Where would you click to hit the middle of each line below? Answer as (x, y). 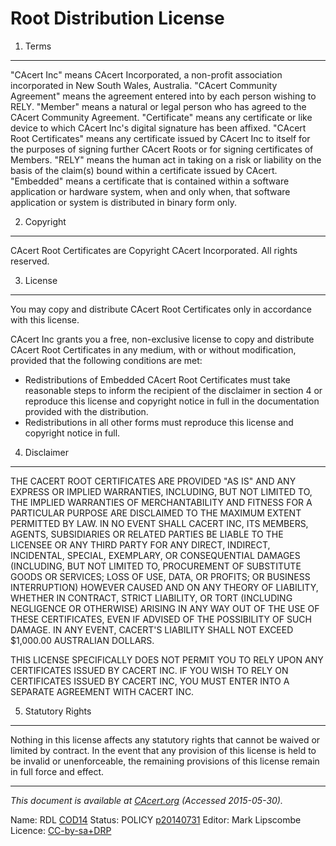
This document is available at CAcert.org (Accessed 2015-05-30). (146, 800)
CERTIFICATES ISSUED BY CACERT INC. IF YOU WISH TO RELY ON (149, 670)
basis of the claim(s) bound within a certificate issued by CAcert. (144, 170)
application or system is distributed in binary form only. (124, 202)
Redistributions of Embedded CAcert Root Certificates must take (157, 379)
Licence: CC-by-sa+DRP (61, 830)
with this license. (45, 319)
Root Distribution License (117, 18)
